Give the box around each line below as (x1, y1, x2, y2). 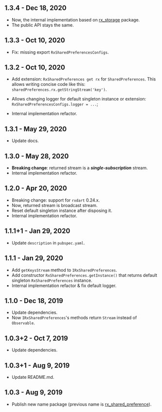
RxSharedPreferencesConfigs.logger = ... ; (11, 101, 98, 107)
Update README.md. (11, 374, 54, 380)
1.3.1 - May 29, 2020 (4, 124, 67, 133)
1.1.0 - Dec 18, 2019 (4, 296, 64, 305)
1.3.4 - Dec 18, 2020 (4, 4, 67, 12)
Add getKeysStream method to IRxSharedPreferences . (11, 267, 117, 273)
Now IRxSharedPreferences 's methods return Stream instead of (11, 315, 137, 321)
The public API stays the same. (11, 22, 74, 28)
